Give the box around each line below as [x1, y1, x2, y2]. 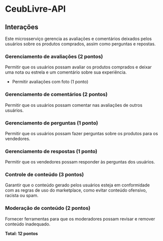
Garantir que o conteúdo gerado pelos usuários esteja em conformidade [5, 182, 150, 188]
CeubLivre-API [5, 3, 66, 15]
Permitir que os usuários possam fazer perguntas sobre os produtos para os [5, 130, 158, 136]
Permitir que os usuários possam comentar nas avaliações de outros [5, 102, 143, 108]
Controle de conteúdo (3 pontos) [5, 171, 84, 178]
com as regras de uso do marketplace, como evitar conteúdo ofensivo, [5, 187, 147, 193]
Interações [5, 23, 38, 31]
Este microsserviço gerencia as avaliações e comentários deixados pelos [5, 36, 152, 41]
